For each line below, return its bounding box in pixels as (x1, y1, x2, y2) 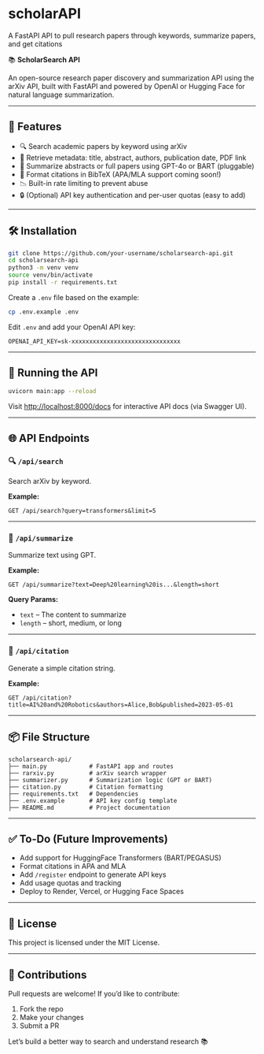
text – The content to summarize (19, 610, 127, 619)
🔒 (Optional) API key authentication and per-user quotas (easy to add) (19, 190, 246, 199)
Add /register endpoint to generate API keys (19, 870, 167, 879)
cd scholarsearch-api (8, 257, 79, 265)
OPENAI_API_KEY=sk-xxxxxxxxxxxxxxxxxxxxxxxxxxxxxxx (8, 337, 181, 345)
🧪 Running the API (8, 366, 98, 380)
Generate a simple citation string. (8, 663, 115, 673)
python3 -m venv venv (8, 264, 79, 272)
